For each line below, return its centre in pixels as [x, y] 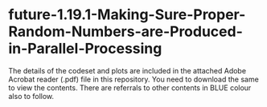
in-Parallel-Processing [85, 49]
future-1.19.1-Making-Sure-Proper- [127, 15]
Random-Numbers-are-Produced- [126, 32]
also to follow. [31, 96]
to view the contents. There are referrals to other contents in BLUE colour [130, 87]
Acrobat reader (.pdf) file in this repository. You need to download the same [133, 79]
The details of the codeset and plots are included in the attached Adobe [127, 70]
